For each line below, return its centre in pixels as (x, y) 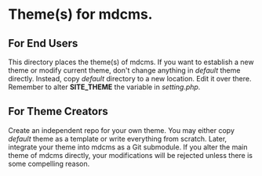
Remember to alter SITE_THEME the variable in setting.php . (104, 87)
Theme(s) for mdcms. (80, 14)
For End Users (43, 43)
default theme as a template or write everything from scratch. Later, (118, 138)
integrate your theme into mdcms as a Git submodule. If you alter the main (128, 147)
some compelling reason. (49, 163)
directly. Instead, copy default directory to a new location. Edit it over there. (130, 79)
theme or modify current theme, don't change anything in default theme (124, 70)
